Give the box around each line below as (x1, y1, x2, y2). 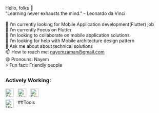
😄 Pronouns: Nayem (5, 56, 49, 62)
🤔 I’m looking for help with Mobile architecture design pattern (5, 37, 135, 44)
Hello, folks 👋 (5, 5, 33, 11)
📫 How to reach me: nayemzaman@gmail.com (5, 49, 105, 55)
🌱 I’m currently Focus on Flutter (5, 27, 72, 33)
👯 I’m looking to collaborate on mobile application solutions (5, 32, 130, 38)
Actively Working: (5, 77, 51, 84)
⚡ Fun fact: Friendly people (5, 62, 63, 68)
